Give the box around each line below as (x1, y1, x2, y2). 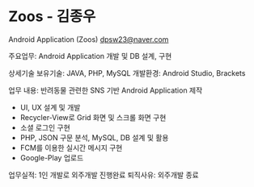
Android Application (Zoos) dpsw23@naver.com (8, 34, 169, 44)
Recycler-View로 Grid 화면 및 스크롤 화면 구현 (19, 112, 167, 122)
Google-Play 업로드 (19, 152, 84, 162)
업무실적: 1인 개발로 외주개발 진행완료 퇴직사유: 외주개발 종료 (8, 170, 200, 180)
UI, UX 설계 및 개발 (19, 102, 81, 112)
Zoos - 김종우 (8, 7, 96, 26)
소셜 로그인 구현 (19, 123, 70, 132)
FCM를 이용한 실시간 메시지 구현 (19, 143, 123, 152)
